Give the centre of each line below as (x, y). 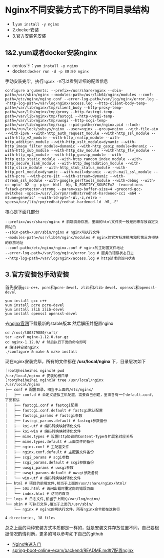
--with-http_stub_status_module (77, 168)
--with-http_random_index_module (91, 159)
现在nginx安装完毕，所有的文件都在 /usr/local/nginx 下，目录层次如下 (76, 361)
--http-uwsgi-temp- (95, 116)
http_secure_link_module (30, 163)
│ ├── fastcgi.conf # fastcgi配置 (41, 405)
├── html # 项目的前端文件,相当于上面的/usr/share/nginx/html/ (66, 483)
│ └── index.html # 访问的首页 (37, 494)
